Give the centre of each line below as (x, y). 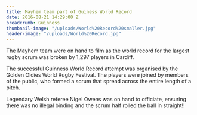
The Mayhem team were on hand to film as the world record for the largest (98, 51)
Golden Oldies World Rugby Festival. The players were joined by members (98, 75)
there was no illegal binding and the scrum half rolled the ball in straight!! (96, 105)
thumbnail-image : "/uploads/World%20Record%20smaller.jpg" (81, 28)
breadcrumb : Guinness (33, 23)
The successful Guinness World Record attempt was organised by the (92, 69)
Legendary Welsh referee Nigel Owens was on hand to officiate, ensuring (96, 100)
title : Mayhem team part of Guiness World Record (69, 12)
